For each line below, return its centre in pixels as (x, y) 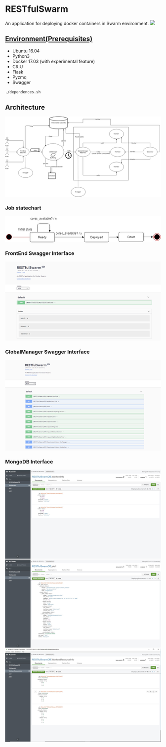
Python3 (21, 56)
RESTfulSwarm (37, 9)
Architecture (25, 107)
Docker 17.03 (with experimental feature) (54, 61)
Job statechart (23, 208)
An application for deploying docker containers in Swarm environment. (77, 23)
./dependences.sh (23, 92)
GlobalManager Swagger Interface (47, 352)
